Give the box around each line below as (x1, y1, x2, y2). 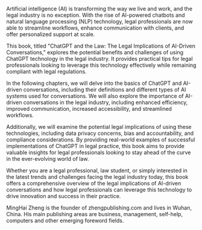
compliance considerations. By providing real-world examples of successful (6, 136, 195, 143)
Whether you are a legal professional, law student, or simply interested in (6, 167, 188, 174)
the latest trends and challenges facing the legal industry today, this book (6, 173, 189, 180)
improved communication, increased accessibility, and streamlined (6, 105, 172, 112)
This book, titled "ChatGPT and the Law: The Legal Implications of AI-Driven (6, 42, 196, 49)
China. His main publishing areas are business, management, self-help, (6, 211, 183, 217)
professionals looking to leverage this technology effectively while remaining (6, 61, 197, 69)
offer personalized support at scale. (6, 31, 95, 38)
